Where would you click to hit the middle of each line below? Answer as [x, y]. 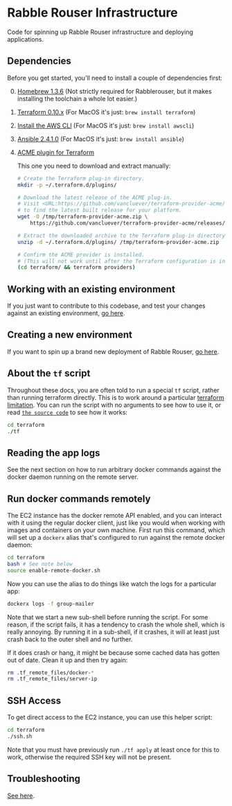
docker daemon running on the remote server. [73, 477]
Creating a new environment [70, 335]
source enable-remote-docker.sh [54, 570]
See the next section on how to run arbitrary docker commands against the [114, 470]
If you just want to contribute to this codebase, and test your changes [106, 306]
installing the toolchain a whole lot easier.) [77, 98]
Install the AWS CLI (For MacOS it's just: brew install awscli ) [106, 125]
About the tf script [49, 373]
